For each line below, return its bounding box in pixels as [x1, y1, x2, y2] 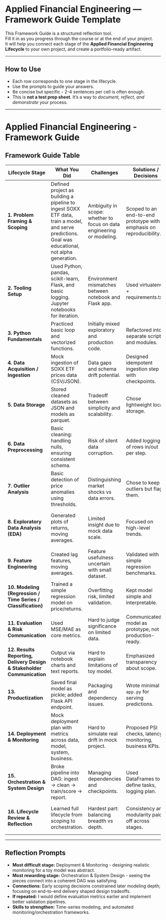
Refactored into [125, 326, 162, 333]
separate [125, 332, 147, 339]
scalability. [88, 411, 113, 417]
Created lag [50, 551, 78, 557]
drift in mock [88, 736, 118, 743]
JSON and [50, 404, 75, 411]
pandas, [50, 269, 70, 276]
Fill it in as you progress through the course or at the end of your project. [5, 36, 153, 42]
